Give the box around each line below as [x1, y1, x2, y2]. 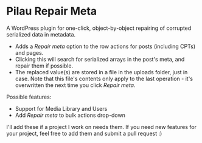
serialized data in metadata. [6, 30, 76, 38]
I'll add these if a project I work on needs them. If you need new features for [6, 123, 197, 130]
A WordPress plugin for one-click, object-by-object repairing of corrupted [6, 24, 192, 32]
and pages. [15, 49, 44, 56]
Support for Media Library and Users [15, 105, 108, 112]
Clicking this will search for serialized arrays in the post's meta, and [15, 55, 185, 63]
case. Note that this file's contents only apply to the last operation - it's [15, 75, 193, 82]
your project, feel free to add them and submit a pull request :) [6, 130, 162, 137]
